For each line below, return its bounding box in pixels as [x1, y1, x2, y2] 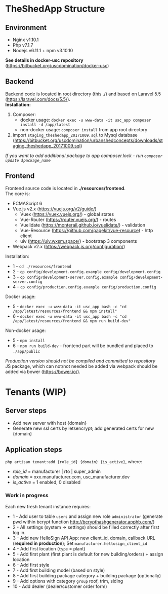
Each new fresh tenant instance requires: [5, 503, 91, 509]
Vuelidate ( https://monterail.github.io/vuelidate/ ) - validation [20, 221, 146, 228]
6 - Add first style [12, 562, 50, 568]
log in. [12, 529, 26, 535]
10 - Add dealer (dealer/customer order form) [12, 583, 107, 589]
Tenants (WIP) [5, 386, 67, 398]
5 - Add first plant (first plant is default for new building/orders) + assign [12, 551, 163, 557]
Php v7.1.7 [12, 42, 33, 48]
